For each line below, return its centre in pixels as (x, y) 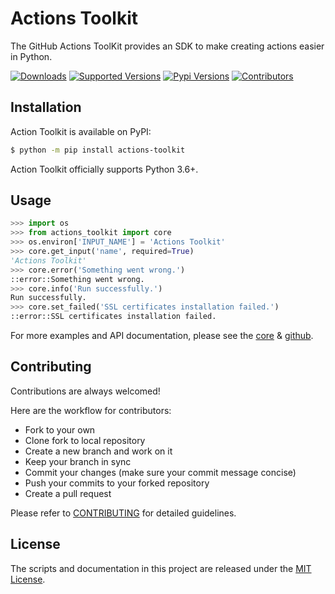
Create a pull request (68, 493)
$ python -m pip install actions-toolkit (98, 150)
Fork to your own (60, 429)
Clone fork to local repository (85, 440)
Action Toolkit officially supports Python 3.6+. (104, 169)
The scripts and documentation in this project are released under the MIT (161, 568)
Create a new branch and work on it (98, 451)
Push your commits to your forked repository (117, 483)
